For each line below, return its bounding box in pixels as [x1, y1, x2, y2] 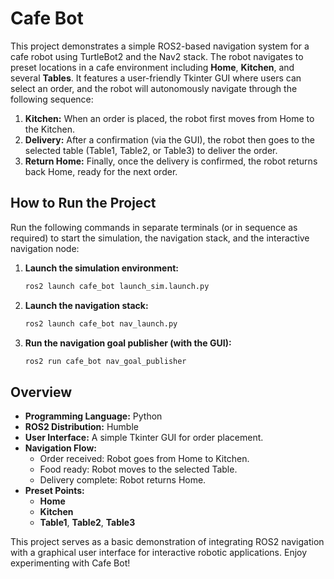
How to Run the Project [10, 195, 157, 212]
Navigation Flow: [24, 442, 98, 454]
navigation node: [10, 242, 80, 254]
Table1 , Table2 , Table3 [39, 517, 136, 529]
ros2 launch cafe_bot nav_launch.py [24, 318, 178, 329]
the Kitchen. [24, 123, 75, 135]
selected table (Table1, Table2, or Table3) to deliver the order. [24, 144, 278, 156]
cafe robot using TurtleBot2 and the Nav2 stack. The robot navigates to [10, 50, 304, 62]
